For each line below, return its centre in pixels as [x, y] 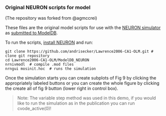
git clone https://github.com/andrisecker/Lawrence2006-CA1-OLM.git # [79, 52]
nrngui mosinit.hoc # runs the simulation [51, 69]
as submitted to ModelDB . [32, 33]
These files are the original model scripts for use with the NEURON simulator [83, 28]
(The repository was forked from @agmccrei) [51, 18]
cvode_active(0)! [34, 109]
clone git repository [27, 56]
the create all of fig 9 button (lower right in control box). [62, 88]
